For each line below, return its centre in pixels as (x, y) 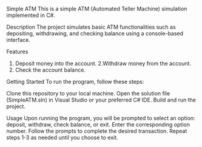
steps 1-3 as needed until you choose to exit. (62, 137)
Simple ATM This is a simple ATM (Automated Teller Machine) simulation (97, 9)
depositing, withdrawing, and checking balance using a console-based (95, 33)
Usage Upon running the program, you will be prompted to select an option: (101, 118)
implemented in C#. (31, 15)
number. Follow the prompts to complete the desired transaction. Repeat (97, 131)
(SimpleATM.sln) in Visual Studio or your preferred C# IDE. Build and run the (101, 100)
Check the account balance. (50, 70)
